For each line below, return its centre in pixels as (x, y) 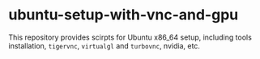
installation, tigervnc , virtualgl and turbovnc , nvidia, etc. (104, 45)
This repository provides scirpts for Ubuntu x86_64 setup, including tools (130, 37)
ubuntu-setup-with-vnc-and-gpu (124, 15)
